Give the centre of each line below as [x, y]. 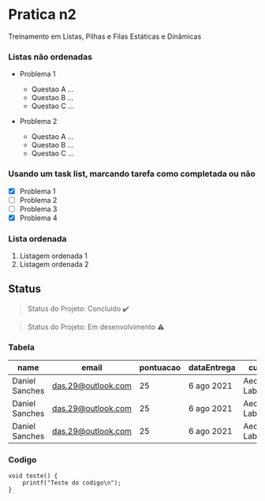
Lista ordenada [37, 238]
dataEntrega [212, 368]
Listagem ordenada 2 [54, 264]
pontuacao [160, 368]
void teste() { [33, 476]
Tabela [22, 347]
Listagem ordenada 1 [54, 256]
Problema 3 [38, 209]
